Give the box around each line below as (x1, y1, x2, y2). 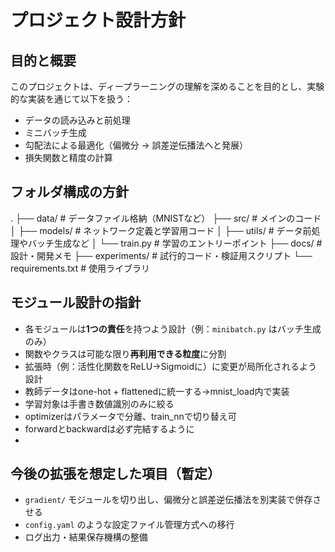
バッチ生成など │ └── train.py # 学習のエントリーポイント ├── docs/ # (27, 237, 323, 249)
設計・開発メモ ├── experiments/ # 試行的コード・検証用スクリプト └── (10, 249, 313, 261)
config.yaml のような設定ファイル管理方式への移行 (24, 519, 235, 531)
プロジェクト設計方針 (10, 9, 187, 32)
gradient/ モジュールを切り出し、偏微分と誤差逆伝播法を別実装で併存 (24, 494, 313, 506)
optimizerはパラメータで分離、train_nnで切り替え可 (24, 410, 237, 422)
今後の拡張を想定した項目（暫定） (10, 466, 221, 483)
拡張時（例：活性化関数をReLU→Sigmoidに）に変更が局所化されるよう (24, 360, 318, 372)
